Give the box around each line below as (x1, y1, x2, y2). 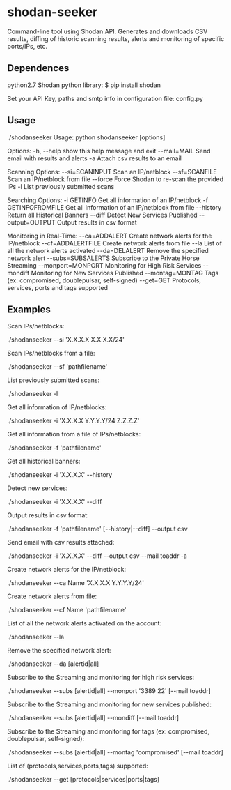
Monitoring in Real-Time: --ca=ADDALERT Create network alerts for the (7, 231, 212, 240)
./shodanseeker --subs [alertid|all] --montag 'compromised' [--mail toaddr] (7, 748, 224, 757)
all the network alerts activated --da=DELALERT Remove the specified (7, 246, 209, 255)
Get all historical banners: (7, 457, 81, 466)
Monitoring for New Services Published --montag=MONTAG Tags (31, 268, 219, 277)
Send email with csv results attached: (7, 538, 115, 547)
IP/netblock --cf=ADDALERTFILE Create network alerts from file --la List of (7, 238, 223, 248)
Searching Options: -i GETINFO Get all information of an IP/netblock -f (7, 196, 209, 204)
